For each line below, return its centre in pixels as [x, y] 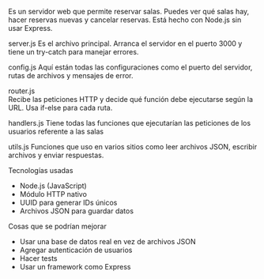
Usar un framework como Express [75, 267]
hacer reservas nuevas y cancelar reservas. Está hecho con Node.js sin [125, 20]
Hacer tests [38, 258]
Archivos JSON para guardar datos [77, 211]
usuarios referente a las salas [56, 131]
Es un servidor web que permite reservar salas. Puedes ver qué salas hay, [129, 11]
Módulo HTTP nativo [53, 194]
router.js [22, 91]
